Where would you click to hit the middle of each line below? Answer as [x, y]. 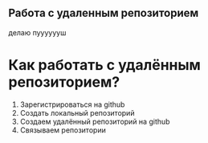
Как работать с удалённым [104, 65]
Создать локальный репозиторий [77, 112]
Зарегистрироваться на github [72, 104]
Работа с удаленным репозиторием [104, 13]
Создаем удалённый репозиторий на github [95, 121]
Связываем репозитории [63, 130]
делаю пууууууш [37, 32]
